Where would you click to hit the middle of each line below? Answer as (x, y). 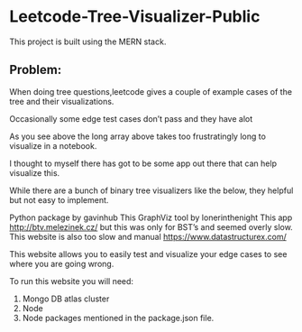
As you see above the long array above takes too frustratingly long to (137, 136)
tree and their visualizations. (62, 101)
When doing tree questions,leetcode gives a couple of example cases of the (151, 91)
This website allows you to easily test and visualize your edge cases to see (148, 254)
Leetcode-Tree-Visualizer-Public (135, 17)
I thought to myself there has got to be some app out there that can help (143, 163)
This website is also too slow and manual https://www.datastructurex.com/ (148, 236)
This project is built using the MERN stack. (88, 41)
